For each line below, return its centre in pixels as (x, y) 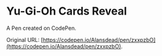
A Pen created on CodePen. (41, 28)
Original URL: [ (25, 40)
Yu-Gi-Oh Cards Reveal (67, 11)
